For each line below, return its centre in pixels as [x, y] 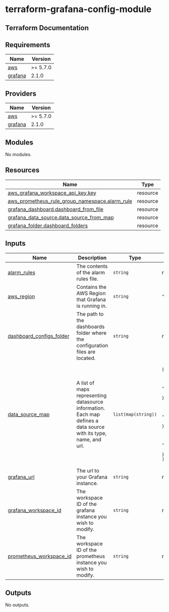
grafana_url [21, 477]
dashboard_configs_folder [38, 336]
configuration [92, 345]
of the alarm [91, 272]
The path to [90, 314]
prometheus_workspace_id [40, 556]
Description [92, 258]
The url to [88, 471]
